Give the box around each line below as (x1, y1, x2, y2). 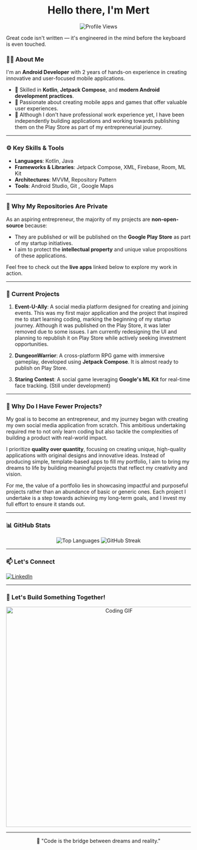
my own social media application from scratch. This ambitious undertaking (6, 422, 186, 429)
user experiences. (14, 105, 59, 112)
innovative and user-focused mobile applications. (6, 75, 125, 82)
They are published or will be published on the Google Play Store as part (14, 233, 191, 240)
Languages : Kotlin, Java (14, 157, 74, 164)
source (6, 221, 24, 229)
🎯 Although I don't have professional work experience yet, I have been (14, 111, 185, 118)
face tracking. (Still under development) (14, 382, 111, 389)
